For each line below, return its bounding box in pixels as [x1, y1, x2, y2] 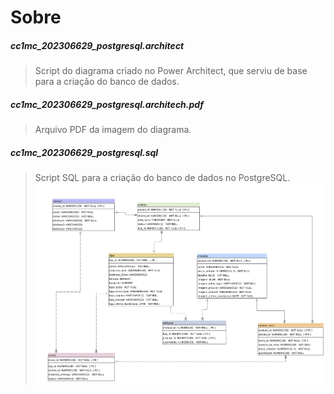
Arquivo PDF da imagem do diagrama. [34, 124, 192, 136]
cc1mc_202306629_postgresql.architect [10, 39, 185, 51]
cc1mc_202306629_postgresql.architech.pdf [10, 98, 204, 110]
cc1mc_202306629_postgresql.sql [10, 146, 159, 158]
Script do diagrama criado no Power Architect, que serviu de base [34, 65, 308, 77]
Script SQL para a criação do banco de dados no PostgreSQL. [34, 172, 291, 184]
